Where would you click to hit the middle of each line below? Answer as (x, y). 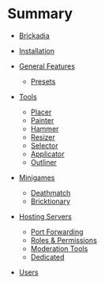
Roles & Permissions (64, 240)
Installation (37, 50)
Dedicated (47, 256)
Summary (40, 14)
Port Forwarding (57, 232)
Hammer (45, 129)
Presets (43, 81)
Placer (41, 112)
